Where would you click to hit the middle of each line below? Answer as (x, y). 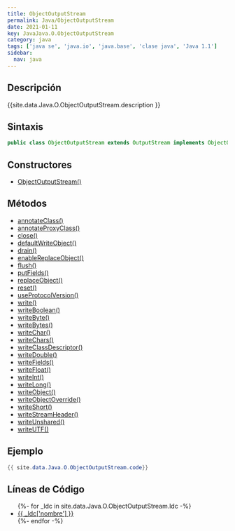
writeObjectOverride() (49, 399)
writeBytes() (35, 325)
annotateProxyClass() (49, 228)
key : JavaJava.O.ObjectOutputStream (60, 33)
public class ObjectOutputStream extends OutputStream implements (106, 143)
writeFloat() (34, 370)
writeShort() (35, 407)
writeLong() (34, 384)
